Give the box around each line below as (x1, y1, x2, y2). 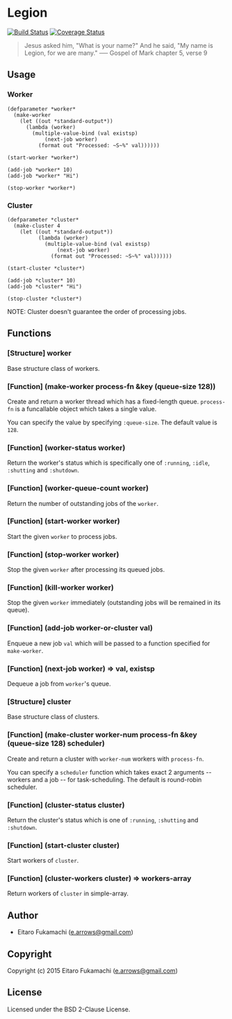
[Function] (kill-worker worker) (7, 583, 115, 593)
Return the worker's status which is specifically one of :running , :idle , (7, 458, 210, 467)
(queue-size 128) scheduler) (7, 738, 106, 748)
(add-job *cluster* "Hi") (7, 283, 82, 290)
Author (7, 909, 38, 921)
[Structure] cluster (7, 697, 72, 706)
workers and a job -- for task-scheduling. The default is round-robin (7, 775, 202, 784)
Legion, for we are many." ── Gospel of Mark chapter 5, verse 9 (24, 49, 208, 57)
